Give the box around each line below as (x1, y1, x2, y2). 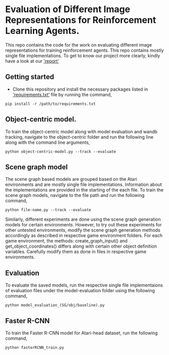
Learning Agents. (5, 25, 80, 36)
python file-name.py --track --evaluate (5, 208, 92, 213)
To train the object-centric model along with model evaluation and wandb (5, 128, 158, 135)
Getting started (5, 72, 54, 82)
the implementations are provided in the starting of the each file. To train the (5, 187, 164, 193)
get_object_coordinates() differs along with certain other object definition (5, 243, 157, 249)
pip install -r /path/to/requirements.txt (5, 101, 96, 106)
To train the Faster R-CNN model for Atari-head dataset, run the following (5, 330, 158, 336)
